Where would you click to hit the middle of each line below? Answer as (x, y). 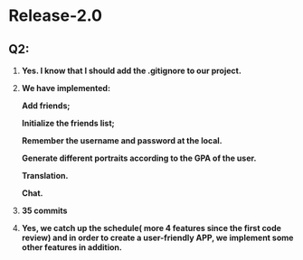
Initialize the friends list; (68, 123)
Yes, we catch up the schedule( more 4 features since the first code (151, 228)
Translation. (45, 176)
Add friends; (46, 106)
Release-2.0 (56, 16)
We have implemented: (66, 88)
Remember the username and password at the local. (122, 140)
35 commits (44, 210)
